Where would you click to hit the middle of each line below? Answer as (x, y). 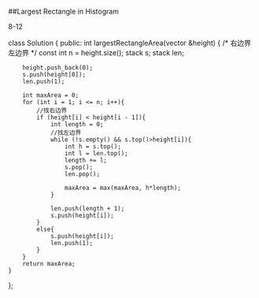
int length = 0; (77, 125)
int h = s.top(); (93, 147)
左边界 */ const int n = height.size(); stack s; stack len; (96, 53)
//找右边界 (52, 110)
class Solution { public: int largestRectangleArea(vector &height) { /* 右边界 (130, 43)
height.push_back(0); (57, 68)
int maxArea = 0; (51, 95)
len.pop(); (82, 174)
